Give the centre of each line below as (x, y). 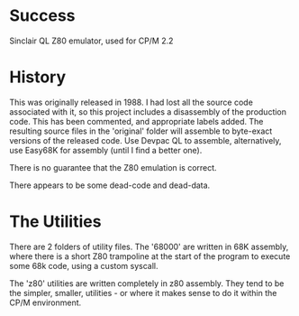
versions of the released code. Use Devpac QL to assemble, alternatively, (145, 140)
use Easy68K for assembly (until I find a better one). (106, 150)
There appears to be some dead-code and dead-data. (110, 185)
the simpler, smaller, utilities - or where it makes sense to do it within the (143, 293)
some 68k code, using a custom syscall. (84, 265)
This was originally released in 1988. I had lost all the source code (131, 102)
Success (42, 16)
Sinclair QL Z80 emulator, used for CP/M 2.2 (91, 41)
